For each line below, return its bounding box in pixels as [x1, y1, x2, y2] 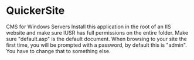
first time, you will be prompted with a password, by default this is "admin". [6, 42, 188, 48]
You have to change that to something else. [6, 47, 111, 54]
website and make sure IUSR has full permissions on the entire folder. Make [6, 29, 189, 36]
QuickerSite [6, 4, 65, 17]
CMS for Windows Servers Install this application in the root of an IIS [6, 23, 171, 30]
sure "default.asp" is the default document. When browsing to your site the [6, 35, 188, 42]
